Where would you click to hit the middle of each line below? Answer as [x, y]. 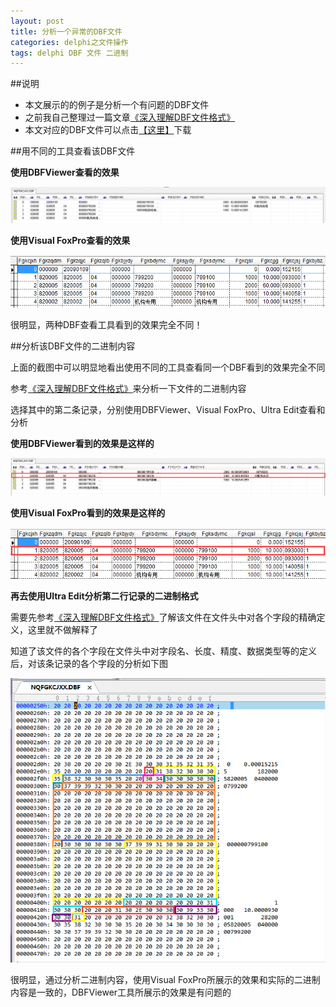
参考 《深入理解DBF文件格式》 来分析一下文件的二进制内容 [128, 388]
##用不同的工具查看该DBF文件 [73, 151]
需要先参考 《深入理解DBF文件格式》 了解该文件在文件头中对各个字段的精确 [163, 617]
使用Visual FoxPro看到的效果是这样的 [88, 513]
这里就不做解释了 [62, 630]
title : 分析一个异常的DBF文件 [66, 31]
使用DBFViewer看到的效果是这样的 [82, 443]
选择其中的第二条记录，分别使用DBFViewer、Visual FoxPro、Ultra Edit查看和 [168, 409]
